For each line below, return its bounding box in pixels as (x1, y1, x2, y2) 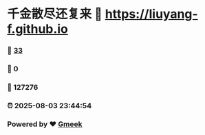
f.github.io (7, 21, 69, 37)
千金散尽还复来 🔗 (7, 6, 103, 22)
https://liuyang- (105, 6, 198, 22)
